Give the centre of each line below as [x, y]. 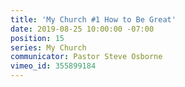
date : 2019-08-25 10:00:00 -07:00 [82, 29]
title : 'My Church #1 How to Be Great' [93, 19]
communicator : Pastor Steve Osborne [86, 57]
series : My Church [48, 47]
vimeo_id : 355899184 [53, 66]
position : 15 [37, 38]
